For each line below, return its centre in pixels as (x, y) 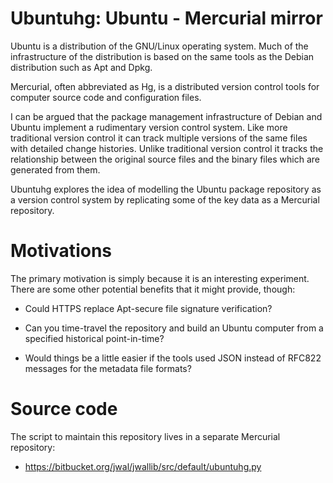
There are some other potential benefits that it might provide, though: (153, 289)
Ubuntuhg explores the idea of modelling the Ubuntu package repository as (166, 189)
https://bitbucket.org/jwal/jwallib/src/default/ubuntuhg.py (143, 466)
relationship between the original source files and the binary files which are (165, 159)
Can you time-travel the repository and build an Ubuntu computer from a (174, 328)
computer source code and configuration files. (106, 97)
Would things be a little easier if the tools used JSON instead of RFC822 (173, 358)
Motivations (61, 251)
